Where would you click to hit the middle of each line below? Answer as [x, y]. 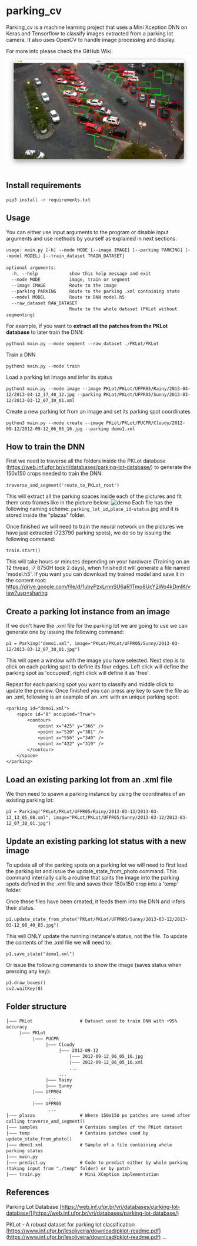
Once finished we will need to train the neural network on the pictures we [95, 527]
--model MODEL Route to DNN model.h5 [68, 297]
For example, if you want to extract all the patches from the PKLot [87, 326]
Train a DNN [21, 355]
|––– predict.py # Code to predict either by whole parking [97, 1163]
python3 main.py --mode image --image [54, 388]
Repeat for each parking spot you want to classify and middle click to [90, 684]
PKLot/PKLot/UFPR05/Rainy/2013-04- [147, 388]
